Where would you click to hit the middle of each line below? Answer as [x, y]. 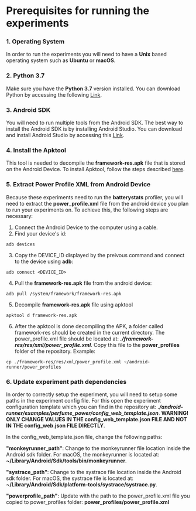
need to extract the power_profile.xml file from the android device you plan [97, 203]
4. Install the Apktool [36, 150]
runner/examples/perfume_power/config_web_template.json [82, 413]
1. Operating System [35, 42]
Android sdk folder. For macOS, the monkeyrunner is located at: [83, 454]
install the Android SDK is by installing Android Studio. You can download [94, 129]
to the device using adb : [44, 261]
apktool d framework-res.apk [42, 315]
